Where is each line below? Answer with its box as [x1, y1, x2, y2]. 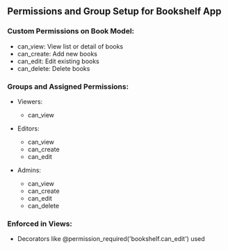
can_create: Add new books [17, 49, 97, 58]
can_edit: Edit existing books [17, 57, 99, 65]
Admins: [17, 166, 42, 174]
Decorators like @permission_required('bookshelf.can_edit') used [17, 235, 205, 243]
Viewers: [17, 97, 43, 106]
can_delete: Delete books [17, 64, 90, 72]
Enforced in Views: [7, 219, 73, 228]
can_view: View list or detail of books [17, 42, 124, 51]
